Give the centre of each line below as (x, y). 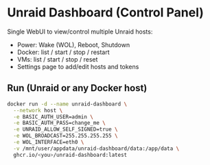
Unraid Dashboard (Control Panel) (106, 13)
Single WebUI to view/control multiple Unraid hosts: (80, 31)
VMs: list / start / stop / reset (57, 59)
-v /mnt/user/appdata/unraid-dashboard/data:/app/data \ (96, 149)
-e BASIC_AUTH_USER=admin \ (54, 117)
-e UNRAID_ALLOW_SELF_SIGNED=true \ (66, 129)
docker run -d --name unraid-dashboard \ (67, 104)
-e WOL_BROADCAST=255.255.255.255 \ (66, 136)
